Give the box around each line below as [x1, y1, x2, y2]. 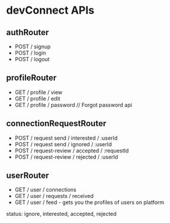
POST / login [14, 49, 47, 56]
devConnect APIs [6, 4, 94, 17]
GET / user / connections [14, 186, 76, 193]
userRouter [6, 171, 50, 181]
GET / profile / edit [14, 95, 61, 102]
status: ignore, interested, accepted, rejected [6, 211, 117, 218]
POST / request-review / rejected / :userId [14, 153, 118, 161]
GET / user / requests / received [14, 193, 94, 200]
